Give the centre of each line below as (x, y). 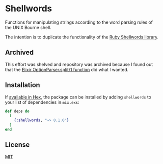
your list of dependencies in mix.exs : (42, 102)
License (17, 145)
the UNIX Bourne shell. (28, 27)
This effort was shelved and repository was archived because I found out (79, 64)
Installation (23, 85)
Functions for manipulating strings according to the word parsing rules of (79, 22)
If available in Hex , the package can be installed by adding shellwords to (78, 97)
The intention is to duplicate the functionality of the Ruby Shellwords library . (82, 37)
